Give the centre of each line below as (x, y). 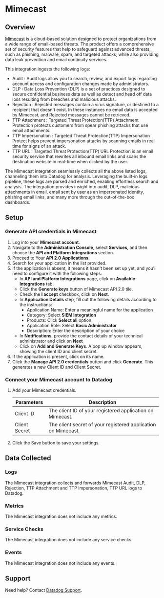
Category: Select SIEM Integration (61, 315)
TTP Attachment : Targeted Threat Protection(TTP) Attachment (75, 120)
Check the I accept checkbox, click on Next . (64, 294)
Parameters (29, 402)
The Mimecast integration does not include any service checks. (69, 540)
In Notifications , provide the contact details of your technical (81, 335)
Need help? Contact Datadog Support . (43, 590)
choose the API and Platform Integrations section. (63, 252)
